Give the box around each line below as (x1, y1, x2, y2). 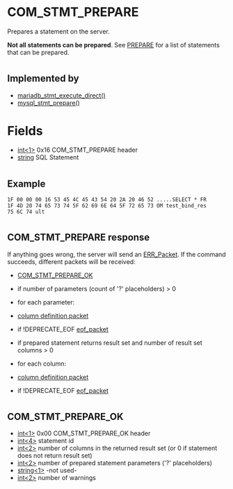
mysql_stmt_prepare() (17, 98, 80, 107)
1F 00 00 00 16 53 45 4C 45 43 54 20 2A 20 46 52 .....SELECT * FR (7, 196, 207, 203)
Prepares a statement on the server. (7, 27, 110, 36)
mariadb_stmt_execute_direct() (17, 91, 106, 100)
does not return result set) (17, 451, 93, 460)
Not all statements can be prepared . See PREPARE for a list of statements (7, 40, 220, 49)
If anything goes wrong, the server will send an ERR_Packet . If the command (7, 250, 226, 258)
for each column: (17, 359, 67, 368)
